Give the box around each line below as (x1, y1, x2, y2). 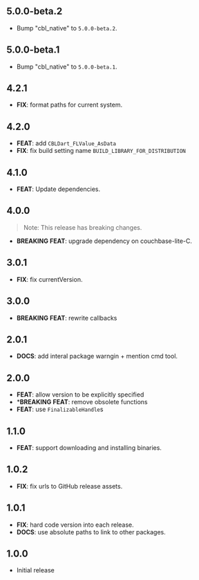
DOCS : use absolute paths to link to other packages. (16, 527, 167, 536)
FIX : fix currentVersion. (16, 275, 83, 283)
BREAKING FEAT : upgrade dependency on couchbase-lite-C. (16, 237, 193, 245)
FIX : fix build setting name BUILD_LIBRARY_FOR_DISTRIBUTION (16, 147, 186, 155)
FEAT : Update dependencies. (16, 185, 101, 193)
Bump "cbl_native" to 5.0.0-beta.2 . (16, 24, 117, 32)
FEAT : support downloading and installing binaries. (16, 443, 162, 452)
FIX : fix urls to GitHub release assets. (16, 482, 123, 490)
